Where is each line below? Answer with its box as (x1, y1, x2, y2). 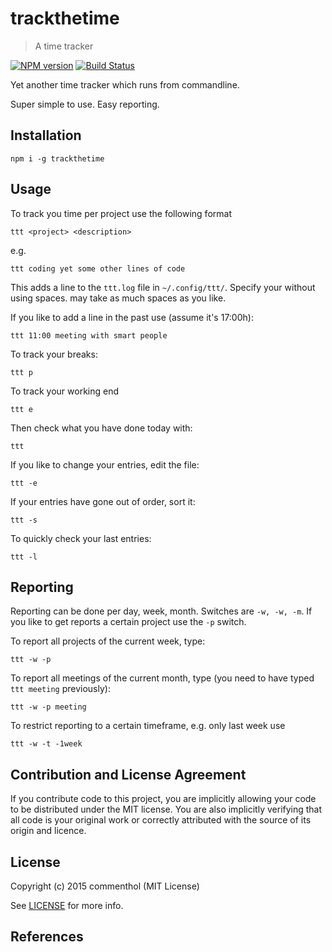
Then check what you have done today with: (10, 422, 193, 434)
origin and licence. (10, 825, 87, 837)
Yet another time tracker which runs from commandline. (10, 78, 240, 91)
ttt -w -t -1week (10, 739, 83, 749)
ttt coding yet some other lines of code (10, 263, 186, 274)
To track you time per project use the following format (10, 207, 232, 219)
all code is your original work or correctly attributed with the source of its (10, 814, 312, 826)
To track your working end (10, 385, 120, 397)
